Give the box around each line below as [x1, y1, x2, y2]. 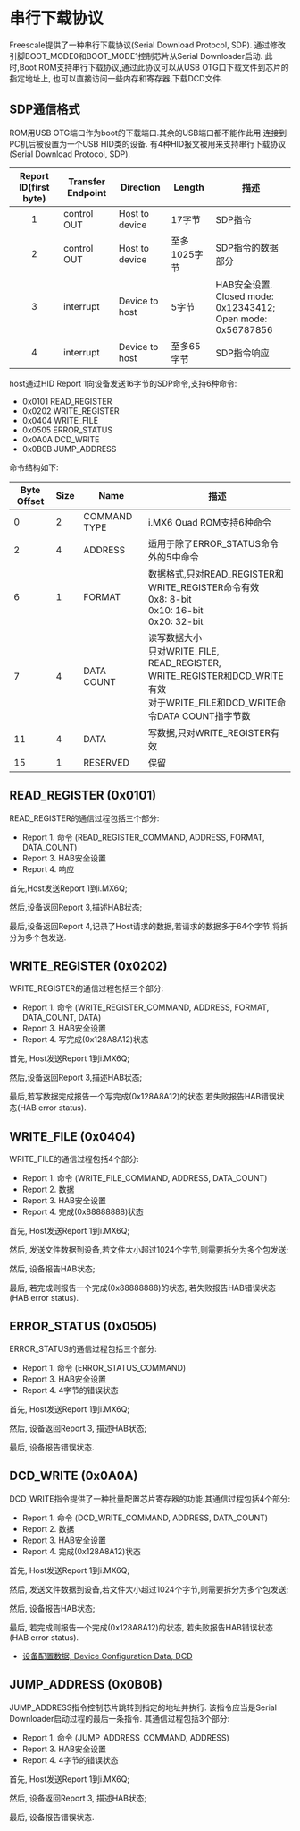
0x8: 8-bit [147, 593, 192, 605]
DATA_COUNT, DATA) [21, 1013, 102, 1023]
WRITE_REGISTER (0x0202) [9, 958, 168, 973]
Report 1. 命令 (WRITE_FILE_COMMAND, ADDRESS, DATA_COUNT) [21, 1173, 268, 1184]
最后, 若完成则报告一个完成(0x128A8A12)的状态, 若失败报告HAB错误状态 [9, 1621, 274, 1632]
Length [173, 181, 204, 193]
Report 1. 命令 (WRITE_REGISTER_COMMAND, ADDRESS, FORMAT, [21, 1002, 270, 1013]
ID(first [19, 181, 50, 193]
